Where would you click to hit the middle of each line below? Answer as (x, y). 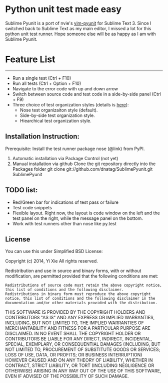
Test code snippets (32, 207)
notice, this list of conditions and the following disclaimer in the (80, 299)
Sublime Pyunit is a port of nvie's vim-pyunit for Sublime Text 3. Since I (78, 23)
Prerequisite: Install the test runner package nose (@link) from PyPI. (75, 149)
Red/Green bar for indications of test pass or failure (65, 202)
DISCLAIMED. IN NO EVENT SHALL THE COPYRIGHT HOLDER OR (73, 334)
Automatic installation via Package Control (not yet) (65, 158)
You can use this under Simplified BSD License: (54, 251)
